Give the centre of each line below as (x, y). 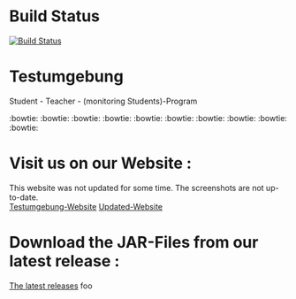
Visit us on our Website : (101, 163)
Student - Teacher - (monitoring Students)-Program (103, 101)
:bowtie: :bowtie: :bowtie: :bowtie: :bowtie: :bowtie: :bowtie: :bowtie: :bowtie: (148, 118)
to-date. (24, 197)
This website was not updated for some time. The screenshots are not (137, 188)
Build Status (54, 16)
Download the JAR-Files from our (134, 242)
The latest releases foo (51, 286)
